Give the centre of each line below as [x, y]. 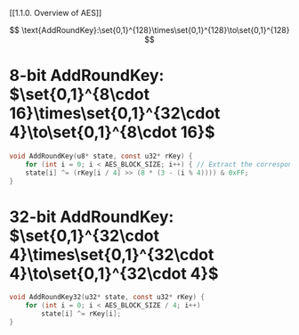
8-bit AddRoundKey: [87, 76]
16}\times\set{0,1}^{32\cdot [115, 114]
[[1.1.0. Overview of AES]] [56, 13]
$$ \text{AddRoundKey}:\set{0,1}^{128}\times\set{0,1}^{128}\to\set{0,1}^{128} [149, 30]
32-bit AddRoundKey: [92, 217]
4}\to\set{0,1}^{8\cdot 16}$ [112, 132]
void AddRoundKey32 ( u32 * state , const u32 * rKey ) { [107, 298]
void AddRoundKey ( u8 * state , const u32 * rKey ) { [101, 156]
